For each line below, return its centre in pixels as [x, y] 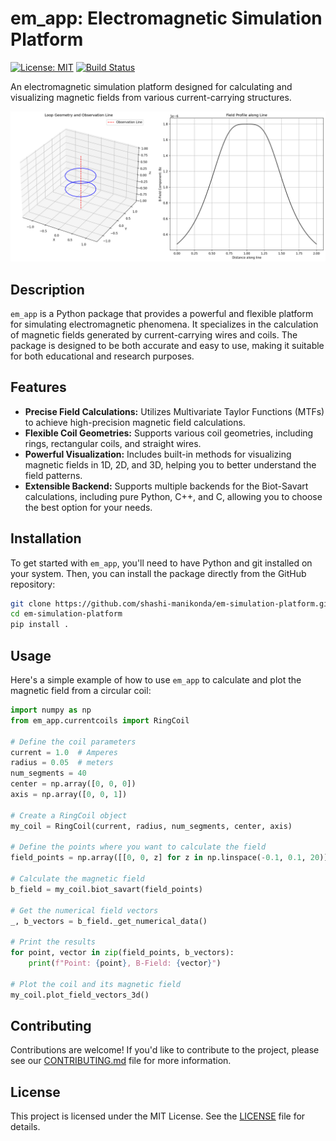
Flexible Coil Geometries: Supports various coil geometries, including [169, 433]
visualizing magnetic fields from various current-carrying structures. [151, 97]
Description [47, 289]
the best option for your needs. [88, 507]
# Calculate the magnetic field [77, 879]
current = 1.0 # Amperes [64, 752]
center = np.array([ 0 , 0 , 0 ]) [73, 784]
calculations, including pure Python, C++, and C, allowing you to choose [173, 496]
